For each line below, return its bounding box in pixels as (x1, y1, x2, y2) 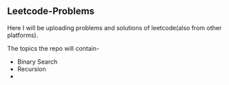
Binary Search (17, 58, 58, 66)
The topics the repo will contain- (7, 44, 100, 52)
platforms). (7, 31, 39, 39)
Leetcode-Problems (7, 5, 95, 17)
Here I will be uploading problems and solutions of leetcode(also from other (7, 23, 222, 32)
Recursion (17, 64, 46, 73)
